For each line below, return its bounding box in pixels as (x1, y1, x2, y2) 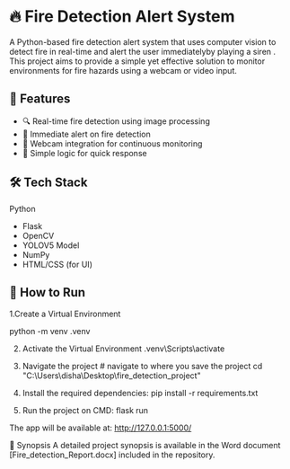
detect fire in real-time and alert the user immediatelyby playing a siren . (9, 46, 277, 57)
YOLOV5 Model (22, 240, 80, 251)
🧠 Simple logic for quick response (22, 147, 147, 158)
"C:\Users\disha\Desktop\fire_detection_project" (22, 370, 201, 381)
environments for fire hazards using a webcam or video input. (9, 65, 238, 75)
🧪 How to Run (9, 285, 86, 300)
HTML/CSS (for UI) (22, 259, 92, 270)
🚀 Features (9, 92, 71, 107)
